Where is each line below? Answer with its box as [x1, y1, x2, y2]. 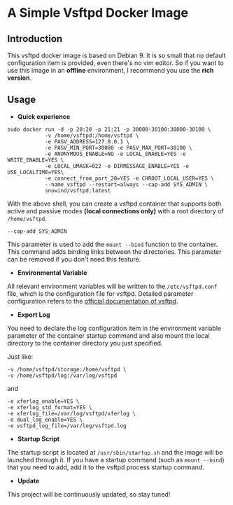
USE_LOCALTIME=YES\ [7, 169, 64, 176]
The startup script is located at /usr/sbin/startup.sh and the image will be [7, 448, 223, 456]
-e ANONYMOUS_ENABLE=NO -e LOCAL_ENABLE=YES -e [44, 150, 187, 157]
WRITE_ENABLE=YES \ [7, 156, 64, 164]
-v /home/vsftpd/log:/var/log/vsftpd [7, 372, 118, 379]
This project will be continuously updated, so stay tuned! [7, 490, 171, 498]
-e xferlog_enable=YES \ [7, 397, 80, 405]
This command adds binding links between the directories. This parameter [7, 247, 222, 256]
